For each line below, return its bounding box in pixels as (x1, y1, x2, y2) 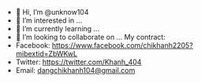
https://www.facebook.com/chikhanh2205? (51, 41, 193, 50)
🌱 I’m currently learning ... (15, 24, 100, 33)
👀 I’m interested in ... (15, 16, 83, 25)
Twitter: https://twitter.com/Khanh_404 (15, 57, 142, 67)
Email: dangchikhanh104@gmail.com (15, 66, 136, 74)
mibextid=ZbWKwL (15, 49, 77, 58)
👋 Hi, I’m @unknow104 (15, 8, 89, 16)
